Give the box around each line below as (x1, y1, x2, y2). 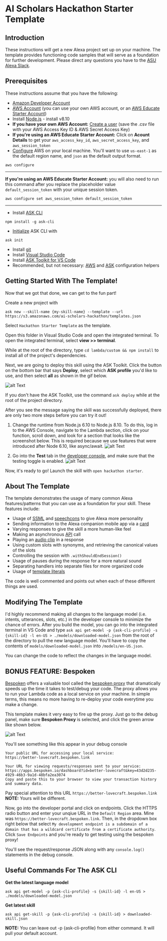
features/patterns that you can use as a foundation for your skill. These (5, 501, 151, 507)
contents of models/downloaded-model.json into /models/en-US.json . (5, 643, 144, 649)
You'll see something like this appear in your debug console (5, 741, 128, 747)
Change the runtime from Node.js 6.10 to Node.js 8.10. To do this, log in (12, 422, 158, 428)
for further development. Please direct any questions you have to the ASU (5, 57, 157, 63)
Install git (12, 246, 31, 252)
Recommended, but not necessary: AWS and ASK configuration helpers (12, 262, 160, 268)
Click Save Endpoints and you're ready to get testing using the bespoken (5, 831, 154, 838)
